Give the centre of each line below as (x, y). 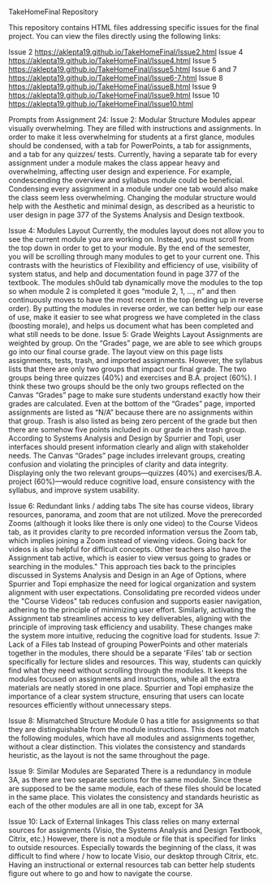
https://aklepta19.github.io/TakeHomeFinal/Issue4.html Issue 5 (112, 61)
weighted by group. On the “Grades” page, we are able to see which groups (135, 343)
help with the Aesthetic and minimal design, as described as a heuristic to (132, 206)
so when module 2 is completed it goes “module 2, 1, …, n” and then (122, 291)
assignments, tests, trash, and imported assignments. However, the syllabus (136, 360)
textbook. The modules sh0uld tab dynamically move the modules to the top (136, 283)
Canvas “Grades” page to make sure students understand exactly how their (135, 395)
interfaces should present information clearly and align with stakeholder (129, 447)
